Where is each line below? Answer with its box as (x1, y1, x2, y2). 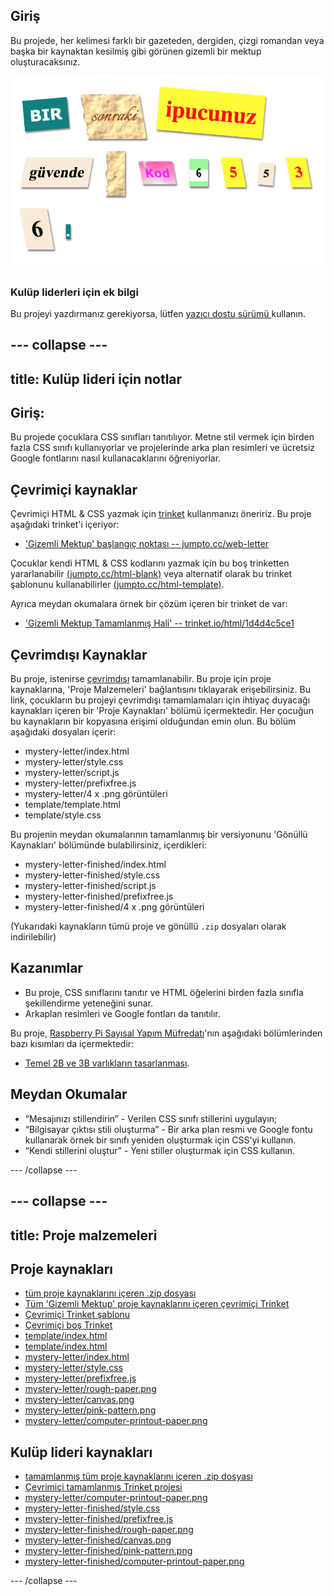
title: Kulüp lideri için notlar (10, 370, 183, 388)
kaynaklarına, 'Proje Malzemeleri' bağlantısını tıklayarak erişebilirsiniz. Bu (10, 684, 311, 696)
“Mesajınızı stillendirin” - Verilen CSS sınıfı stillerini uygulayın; (24, 1112, 278, 1124)
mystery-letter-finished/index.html (24, 859, 167, 871)
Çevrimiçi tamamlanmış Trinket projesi (24, 1481, 183, 1493)
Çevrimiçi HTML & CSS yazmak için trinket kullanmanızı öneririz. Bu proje (10, 508, 312, 520)
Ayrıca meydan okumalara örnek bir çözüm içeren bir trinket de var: (10, 598, 288, 610)
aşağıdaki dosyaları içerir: (10, 726, 117, 738)
